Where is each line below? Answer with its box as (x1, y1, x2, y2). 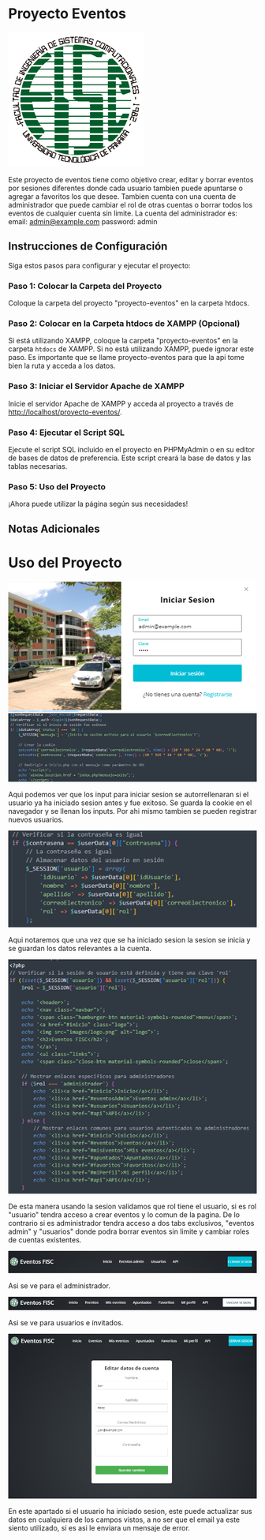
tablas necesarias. (8, 461, 68, 470)
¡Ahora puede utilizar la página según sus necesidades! (8, 499, 188, 509)
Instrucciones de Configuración (8, 240, 168, 253)
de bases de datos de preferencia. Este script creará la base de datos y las (8, 453, 252, 463)
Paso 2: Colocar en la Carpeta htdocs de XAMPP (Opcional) (8, 317, 241, 328)
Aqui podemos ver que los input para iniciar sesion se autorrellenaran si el (8, 790, 249, 800)
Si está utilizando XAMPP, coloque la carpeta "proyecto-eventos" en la (8, 336, 238, 346)
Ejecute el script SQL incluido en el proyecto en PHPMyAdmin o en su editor (8, 444, 255, 454)
